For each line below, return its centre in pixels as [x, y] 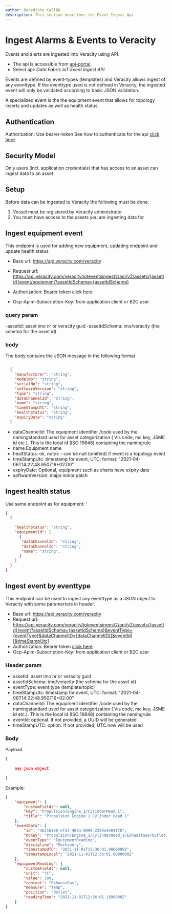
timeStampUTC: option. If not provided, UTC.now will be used [78, 725]
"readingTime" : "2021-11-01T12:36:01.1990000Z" [75, 897]
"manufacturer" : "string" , [43, 375]
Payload [14, 750]
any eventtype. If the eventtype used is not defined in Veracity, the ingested [85, 85]
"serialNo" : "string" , [39, 384]
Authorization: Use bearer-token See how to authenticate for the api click [82, 134]
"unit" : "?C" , [39, 873]
